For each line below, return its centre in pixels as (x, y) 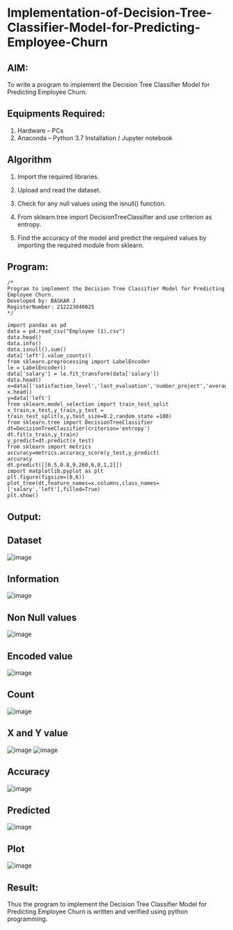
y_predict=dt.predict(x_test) (51, 441)
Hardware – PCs (40, 131)
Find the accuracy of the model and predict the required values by (112, 238)
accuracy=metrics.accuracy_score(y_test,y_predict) (83, 453)
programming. (27, 919)
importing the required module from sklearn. (80, 245)
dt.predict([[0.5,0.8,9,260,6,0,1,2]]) (65, 465)
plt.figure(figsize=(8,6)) (46, 477)
